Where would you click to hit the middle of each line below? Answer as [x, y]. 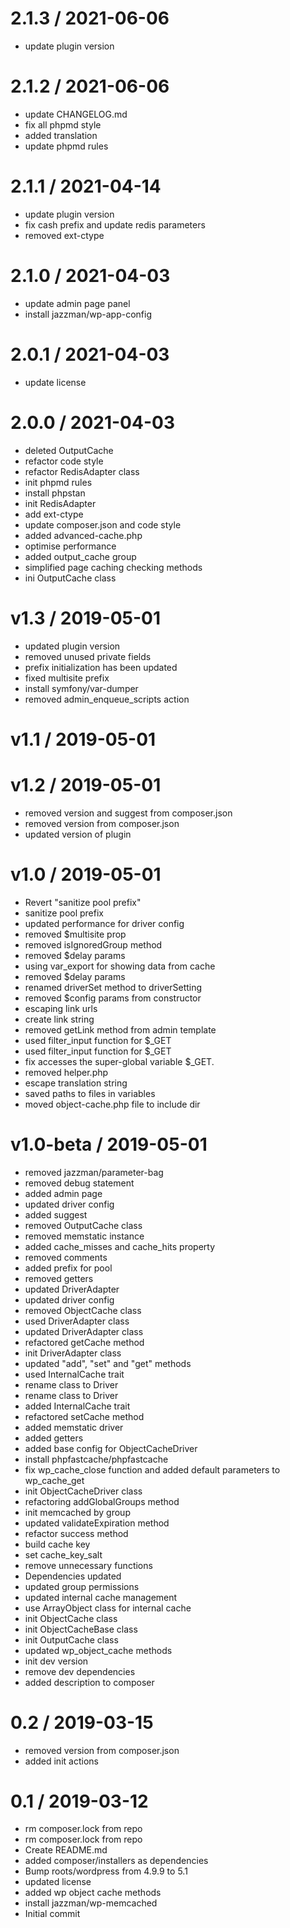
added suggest [56, 1214]
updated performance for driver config [104, 923]
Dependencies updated [73, 1576]
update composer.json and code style [103, 524]
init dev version [56, 1661]
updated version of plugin [78, 834]
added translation [61, 135]
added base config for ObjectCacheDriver [111, 1448]
